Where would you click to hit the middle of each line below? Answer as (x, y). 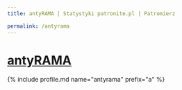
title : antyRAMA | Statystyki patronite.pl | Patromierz (91, 13)
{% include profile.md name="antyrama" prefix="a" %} (86, 80)
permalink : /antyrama (39, 26)
